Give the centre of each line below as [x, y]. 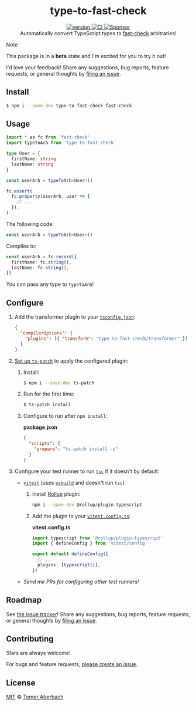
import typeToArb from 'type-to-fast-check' [61, 143]
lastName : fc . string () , [40, 268]
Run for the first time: [49, 394]
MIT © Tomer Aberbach [35, 697]
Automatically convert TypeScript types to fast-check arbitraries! [98, 33]
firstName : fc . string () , [42, 262]
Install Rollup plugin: [56, 494]
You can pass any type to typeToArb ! [50, 284]
